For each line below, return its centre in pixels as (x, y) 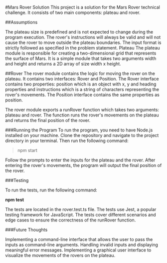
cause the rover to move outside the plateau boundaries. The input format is (83, 42)
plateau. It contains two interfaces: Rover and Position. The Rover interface (82, 79)
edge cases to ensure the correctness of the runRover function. (71, 220)
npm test (14, 200)
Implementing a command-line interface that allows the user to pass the (79, 239)
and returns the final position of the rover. (48, 120)
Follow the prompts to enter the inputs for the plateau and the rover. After (80, 160)
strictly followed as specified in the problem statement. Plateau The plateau (83, 48)
